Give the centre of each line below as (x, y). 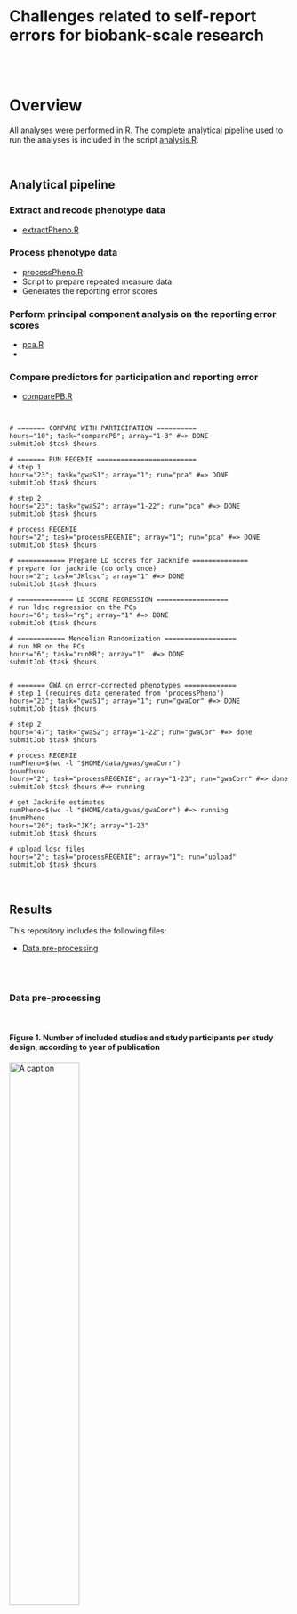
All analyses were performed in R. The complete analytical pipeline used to (146, 130)
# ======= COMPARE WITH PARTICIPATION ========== (103, 428)
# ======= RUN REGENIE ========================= (103, 460)
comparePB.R (47, 396)
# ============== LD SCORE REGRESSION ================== (119, 600)
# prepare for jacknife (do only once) (83, 569)
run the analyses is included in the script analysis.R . (104, 139)
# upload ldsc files (48, 849)
